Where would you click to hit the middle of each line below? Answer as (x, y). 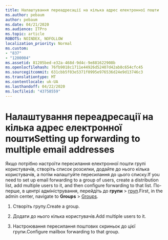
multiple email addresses (60, 149)
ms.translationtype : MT (31, 77)
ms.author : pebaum (25, 15)
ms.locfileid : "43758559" (33, 91)
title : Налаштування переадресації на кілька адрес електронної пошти (82, 10)
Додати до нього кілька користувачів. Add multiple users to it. (79, 216)
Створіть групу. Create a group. (46, 207)
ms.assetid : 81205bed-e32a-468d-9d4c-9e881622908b (60, 63)
